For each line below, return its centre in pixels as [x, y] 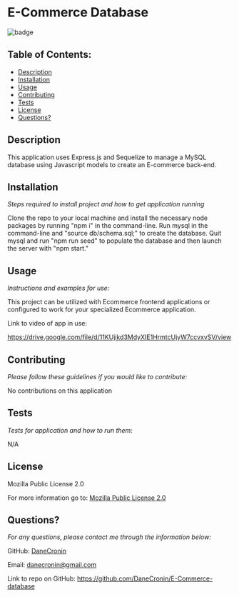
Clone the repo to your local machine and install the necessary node [108, 218]
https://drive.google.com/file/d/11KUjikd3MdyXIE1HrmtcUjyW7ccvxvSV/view [119, 337]
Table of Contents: [50, 55]
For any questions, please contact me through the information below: [110, 537]
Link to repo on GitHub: [42, 578]
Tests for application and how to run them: [70, 430]
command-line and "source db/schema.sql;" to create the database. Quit [115, 234]
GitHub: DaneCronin [37, 551]
